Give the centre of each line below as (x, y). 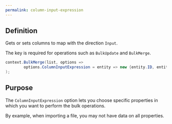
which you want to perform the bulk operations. (56, 106)
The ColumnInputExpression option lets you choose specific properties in (82, 100)
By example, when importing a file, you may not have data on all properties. (85, 115)
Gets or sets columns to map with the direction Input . (61, 43)
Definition (21, 31)
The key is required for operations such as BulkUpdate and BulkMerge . (78, 53)
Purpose (19, 88)
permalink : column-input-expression (44, 10)
